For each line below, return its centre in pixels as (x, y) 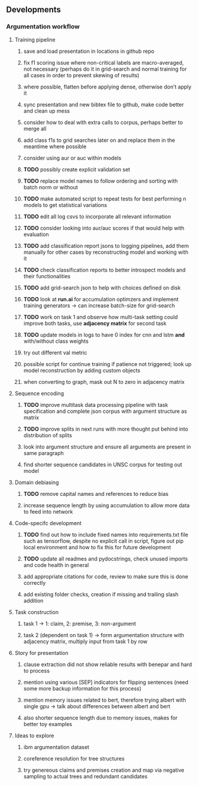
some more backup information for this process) (82, 688)
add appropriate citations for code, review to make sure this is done (106, 576)
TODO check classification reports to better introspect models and (105, 270)
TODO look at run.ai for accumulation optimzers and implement (101, 299)
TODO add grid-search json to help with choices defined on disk (102, 288)
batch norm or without (51, 187)
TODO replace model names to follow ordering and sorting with (101, 181)
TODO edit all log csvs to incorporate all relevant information (97, 217)
